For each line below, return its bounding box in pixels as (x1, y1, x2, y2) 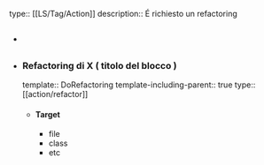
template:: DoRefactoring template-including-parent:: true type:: (21, 79, 256, 90)
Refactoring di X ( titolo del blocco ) (21, 59, 177, 71)
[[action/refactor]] (21, 89, 89, 100)
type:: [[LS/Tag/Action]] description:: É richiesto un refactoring (9, 9, 237, 19)
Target (35, 109, 60, 119)
